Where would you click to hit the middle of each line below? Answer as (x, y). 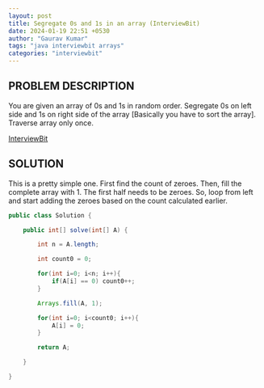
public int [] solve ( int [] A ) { (75, 230)
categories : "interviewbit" (56, 53)
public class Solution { (50, 215)
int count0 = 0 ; (65, 259)
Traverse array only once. (51, 123)
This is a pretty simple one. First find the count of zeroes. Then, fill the (125, 183)
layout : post (30, 16)
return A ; (54, 348)
